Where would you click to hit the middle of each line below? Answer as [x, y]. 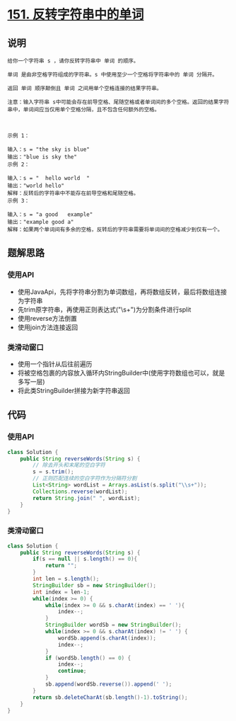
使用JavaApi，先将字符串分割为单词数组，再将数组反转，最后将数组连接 [122, 292]
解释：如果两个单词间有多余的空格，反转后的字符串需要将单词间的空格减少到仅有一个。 [115, 229]
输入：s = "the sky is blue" [49, 149]
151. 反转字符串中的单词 [76, 15]
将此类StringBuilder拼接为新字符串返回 [74, 390]
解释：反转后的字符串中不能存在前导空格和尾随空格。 [73, 193]
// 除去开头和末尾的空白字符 [69, 465]
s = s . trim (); [53, 472]
